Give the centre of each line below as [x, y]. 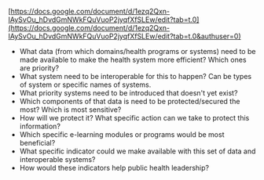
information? [40, 126]
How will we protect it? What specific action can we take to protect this [134, 118]
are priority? [39, 68]
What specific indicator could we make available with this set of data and [137, 151]
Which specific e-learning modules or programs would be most [122, 135]
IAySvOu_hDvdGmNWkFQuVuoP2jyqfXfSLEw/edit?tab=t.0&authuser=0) [125, 36]
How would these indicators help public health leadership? [114, 168]
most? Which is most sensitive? [70, 110]
